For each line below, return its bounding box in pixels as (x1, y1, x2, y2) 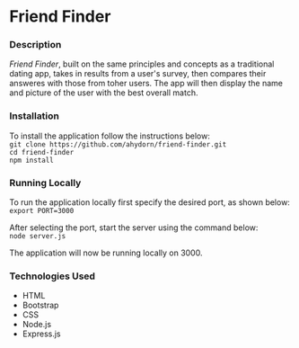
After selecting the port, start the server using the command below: (9, 222, 259, 233)
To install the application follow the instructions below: (9, 130, 211, 141)
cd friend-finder (9, 147, 75, 156)
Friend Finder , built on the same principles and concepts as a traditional (9, 58, 275, 69)
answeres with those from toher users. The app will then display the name (9, 78, 284, 89)
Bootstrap (22, 299, 59, 311)
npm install (9, 156, 54, 165)
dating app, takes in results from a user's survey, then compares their (9, 68, 267, 79)
